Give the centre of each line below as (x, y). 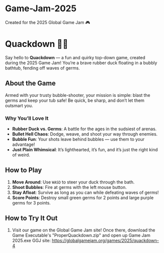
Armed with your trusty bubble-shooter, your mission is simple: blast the (78, 95)
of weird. (21, 155)
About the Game (31, 83)
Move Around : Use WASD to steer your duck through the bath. (73, 182)
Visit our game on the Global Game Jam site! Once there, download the (83, 230)
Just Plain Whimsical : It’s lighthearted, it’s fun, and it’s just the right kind (85, 149)
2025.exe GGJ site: (31, 240)
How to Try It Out (31, 218)
